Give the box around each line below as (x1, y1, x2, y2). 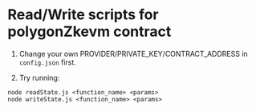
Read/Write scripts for (7, 6, 159, 24)
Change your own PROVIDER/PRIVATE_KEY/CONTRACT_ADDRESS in (18, 49, 248, 58)
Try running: (18, 73, 60, 82)
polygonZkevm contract (7, 22, 172, 41)
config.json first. (18, 57, 77, 67)
